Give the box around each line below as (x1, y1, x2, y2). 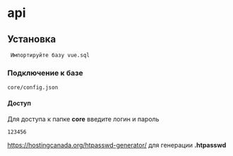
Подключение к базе (7, 68, 83, 78)
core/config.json (7, 84, 59, 91)
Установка (7, 33, 56, 45)
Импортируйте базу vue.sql (10, 52, 90, 59)
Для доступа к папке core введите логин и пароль (7, 114, 160, 123)
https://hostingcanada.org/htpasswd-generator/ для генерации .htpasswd (7, 140, 227, 149)
